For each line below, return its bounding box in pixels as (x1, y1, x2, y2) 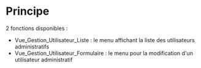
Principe (6, 4, 50, 18)
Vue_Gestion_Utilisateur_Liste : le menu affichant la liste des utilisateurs (14, 36, 195, 43)
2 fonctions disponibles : (6, 25, 68, 32)
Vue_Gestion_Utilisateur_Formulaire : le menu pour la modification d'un (14, 49, 194, 56)
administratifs (14, 43, 50, 50)
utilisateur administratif (14, 56, 73, 63)
